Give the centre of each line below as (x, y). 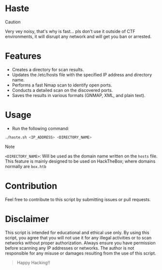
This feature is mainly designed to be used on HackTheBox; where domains (80, 161)
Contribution (31, 186)
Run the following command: (40, 128)
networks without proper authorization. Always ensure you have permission (80, 243)
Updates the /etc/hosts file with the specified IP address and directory (82, 75)
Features (23, 56)
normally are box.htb (26, 166)
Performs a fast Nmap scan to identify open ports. (62, 85)
